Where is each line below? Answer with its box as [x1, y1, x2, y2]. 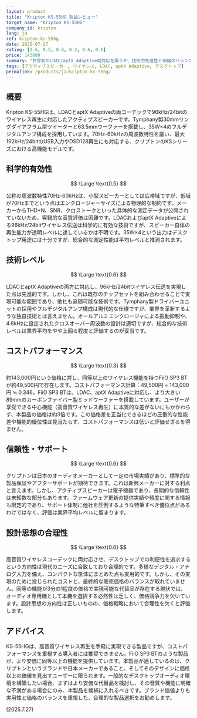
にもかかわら [159, 403, 191, 410]
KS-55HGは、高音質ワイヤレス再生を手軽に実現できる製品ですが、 [6, 642, 168, 649]
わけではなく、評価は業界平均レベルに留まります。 [6, 509, 129, 516]
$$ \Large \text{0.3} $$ [70, 362, 127, 369]
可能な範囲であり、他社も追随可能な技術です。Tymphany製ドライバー [11, 298, 180, 305]
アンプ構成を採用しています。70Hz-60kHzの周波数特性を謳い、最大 [21, 130, 185, 138]
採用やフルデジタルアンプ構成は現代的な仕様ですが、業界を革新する [21, 305, 186, 312]
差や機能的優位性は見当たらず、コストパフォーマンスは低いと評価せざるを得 [6, 418, 191, 425]
